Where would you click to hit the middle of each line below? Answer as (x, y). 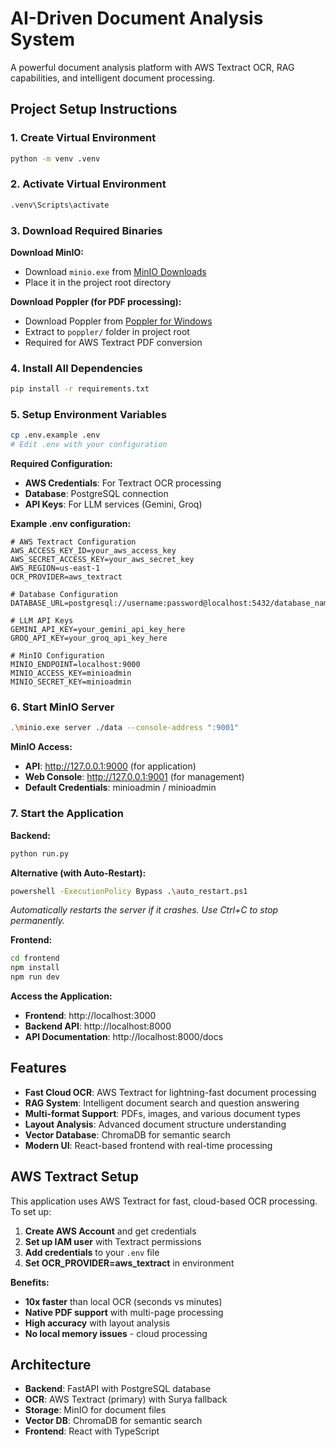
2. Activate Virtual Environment (88, 184)
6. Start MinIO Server (62, 707)
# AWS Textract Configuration (73, 542)
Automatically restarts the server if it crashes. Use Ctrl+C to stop (144, 910)
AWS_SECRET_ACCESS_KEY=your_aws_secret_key (102, 560)
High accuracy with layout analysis (97, 1323)
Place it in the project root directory (98, 282)
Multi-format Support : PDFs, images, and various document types (162, 1113)
